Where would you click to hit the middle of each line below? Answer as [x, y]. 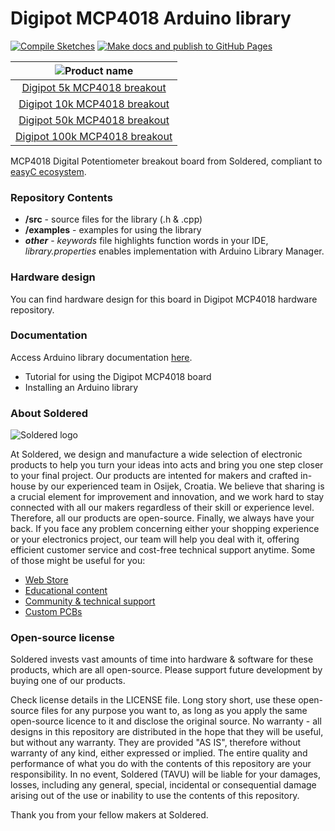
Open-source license [62, 638]
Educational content [66, 591]
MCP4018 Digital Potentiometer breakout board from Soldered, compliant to [166, 161]
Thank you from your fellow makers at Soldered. [109, 815]
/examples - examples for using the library [113, 230]
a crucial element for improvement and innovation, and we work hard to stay [167, 497]
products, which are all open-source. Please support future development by [166, 670]
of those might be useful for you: [78, 561]
